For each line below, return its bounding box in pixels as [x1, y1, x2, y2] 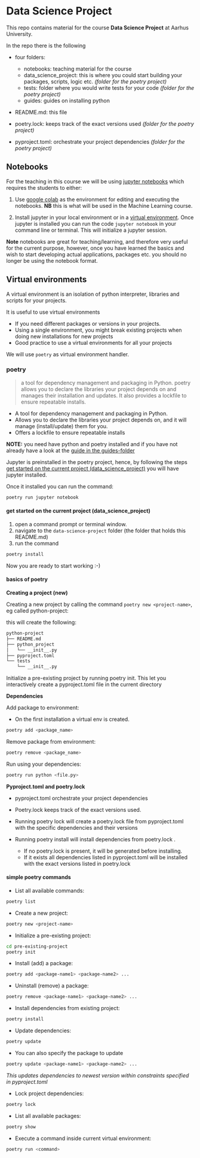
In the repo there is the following [6, 42, 86, 49]
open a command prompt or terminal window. [14, 520, 127, 528]
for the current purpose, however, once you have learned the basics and [6, 244, 184, 251]
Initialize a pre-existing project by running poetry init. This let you [6, 675, 167, 682]
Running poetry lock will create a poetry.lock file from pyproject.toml [14, 817, 184, 824]
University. [6, 30, 33, 37]
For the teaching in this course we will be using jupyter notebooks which [6, 178, 184, 185]
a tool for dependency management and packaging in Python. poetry [20, 379, 191, 386]
